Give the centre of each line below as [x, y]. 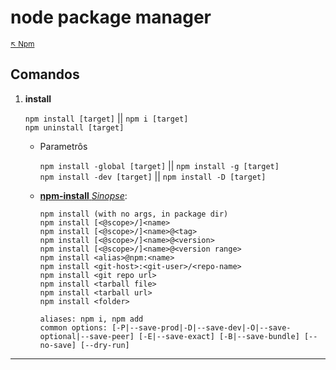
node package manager [111, 17]
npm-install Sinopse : [83, 195]
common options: [73, 327]
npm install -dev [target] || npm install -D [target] [153, 176]
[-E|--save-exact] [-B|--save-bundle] [219, 336]
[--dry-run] [105, 345]
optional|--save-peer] [87, 336]
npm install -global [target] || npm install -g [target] [159, 165]
